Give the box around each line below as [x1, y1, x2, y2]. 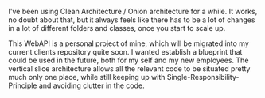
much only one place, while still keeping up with [8, 73, 166, 81]
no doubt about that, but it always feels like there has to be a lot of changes [8, 15, 255, 24]
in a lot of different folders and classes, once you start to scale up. [8, 24, 226, 32]
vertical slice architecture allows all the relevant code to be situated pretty [8, 64, 251, 73]
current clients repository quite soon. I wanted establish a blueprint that [8, 47, 243, 56]
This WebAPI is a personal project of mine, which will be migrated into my [8, 39, 249, 48]
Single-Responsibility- [166, 73, 240, 81]
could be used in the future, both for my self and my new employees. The [8, 55, 249, 65]
